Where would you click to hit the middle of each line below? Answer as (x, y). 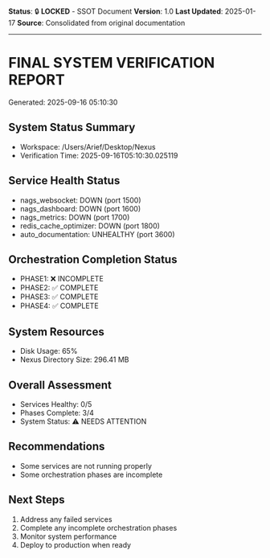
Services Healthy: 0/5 (56, 404)
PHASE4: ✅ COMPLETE (59, 306)
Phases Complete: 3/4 (57, 413)
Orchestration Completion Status (93, 259)
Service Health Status (64, 181)
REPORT (37, 80)
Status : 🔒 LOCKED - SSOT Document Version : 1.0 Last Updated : (116, 11)
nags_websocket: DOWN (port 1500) (81, 200)
